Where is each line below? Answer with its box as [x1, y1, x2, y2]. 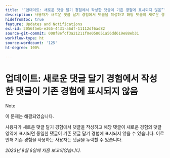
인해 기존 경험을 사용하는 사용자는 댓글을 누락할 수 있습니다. [5, 136, 123, 142]
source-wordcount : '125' [5, 41, 58, 46]
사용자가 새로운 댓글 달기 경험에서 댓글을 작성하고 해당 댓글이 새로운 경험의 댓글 [5, 124, 162, 130]
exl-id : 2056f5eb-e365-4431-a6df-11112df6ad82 [5, 26, 105, 31]
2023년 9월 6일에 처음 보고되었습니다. [5, 147, 81, 153]
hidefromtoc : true [5, 17, 44, 22]
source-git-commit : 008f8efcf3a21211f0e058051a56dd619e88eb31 [5, 31, 139, 36]
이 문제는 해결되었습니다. [5, 113, 54, 119]
